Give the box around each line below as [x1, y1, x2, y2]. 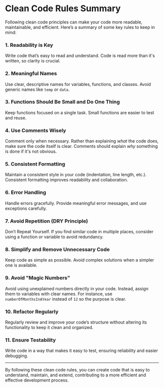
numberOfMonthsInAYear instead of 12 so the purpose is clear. [5, 296, 126, 302]
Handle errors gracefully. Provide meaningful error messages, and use [5, 200, 147, 206]
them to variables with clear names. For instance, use [5, 291, 113, 297]
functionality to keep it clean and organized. [5, 324, 94, 330]
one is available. [5, 262, 38, 268]
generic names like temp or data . [5, 86, 70, 92]
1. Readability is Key [5, 41, 54, 48]
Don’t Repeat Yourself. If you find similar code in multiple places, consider [5, 229, 154, 235]
